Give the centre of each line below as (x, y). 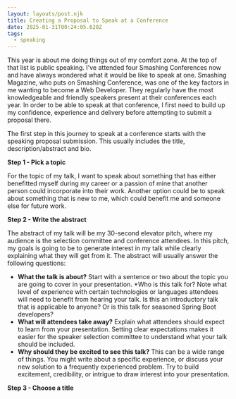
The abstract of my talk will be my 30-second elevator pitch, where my (110, 233)
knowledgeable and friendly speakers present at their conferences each (112, 98)
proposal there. (29, 120)
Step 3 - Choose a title (41, 388)
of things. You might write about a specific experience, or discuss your (120, 360)
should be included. (46, 344)
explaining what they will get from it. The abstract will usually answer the (113, 256)
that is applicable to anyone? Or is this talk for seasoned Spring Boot (117, 307)
